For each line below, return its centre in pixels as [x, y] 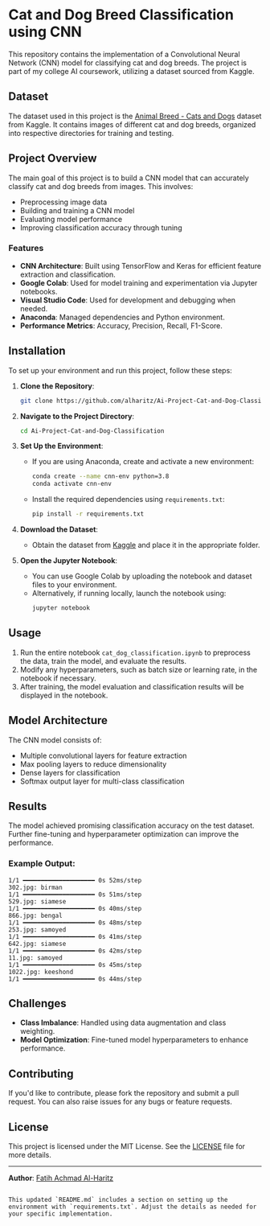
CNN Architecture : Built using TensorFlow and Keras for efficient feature [141, 265]
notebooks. [39, 291]
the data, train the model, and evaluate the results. [103, 660]
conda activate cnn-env [72, 484]
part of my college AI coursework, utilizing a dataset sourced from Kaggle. [131, 71]
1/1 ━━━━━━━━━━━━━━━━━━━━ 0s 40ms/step [75, 908]
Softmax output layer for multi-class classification [102, 781]
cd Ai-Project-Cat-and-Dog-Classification [92, 431]
